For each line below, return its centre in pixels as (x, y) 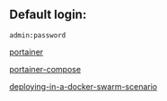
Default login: (48, 15)
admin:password (38, 35)
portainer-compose (45, 69)
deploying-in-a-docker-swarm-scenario (83, 86)
